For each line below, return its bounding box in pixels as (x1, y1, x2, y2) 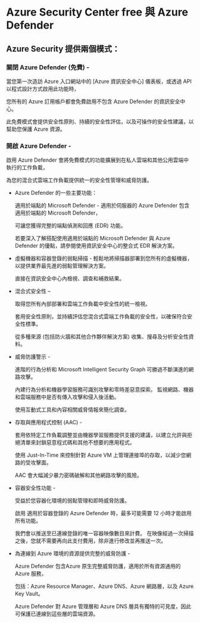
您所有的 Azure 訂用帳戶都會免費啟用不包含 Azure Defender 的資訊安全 (6, 98, 180, 105)
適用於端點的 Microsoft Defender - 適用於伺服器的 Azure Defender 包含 (14, 202, 190, 209)
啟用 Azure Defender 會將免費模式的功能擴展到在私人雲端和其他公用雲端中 (6, 156, 189, 164)
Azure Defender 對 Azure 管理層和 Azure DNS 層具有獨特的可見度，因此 (14, 603, 192, 610)
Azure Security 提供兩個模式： (6, 44, 120, 54)
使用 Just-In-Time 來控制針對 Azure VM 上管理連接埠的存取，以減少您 (14, 451, 186, 459)
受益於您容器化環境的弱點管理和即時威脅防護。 (14, 497, 130, 504)
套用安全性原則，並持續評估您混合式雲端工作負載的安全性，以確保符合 (14, 313, 187, 320)
